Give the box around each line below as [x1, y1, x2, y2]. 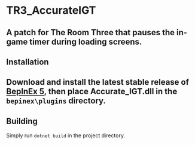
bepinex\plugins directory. [6, 96, 106, 106]
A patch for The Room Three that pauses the [6, 27, 175, 38]
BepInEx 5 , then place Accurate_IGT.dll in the [6, 87, 178, 97]
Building [6, 116, 38, 126]
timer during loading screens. [29, 36, 142, 47]
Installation [6, 57, 49, 67]
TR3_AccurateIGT [6, 4, 96, 17]
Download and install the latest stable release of [6, 77, 190, 87]
